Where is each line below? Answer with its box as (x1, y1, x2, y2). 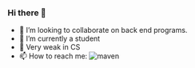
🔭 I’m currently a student (18, 34, 101, 43)
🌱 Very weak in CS (18, 42, 81, 52)
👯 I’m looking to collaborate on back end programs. (18, 26, 188, 35)
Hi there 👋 (7, 7, 47, 18)
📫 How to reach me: (18, 51, 88, 61)
